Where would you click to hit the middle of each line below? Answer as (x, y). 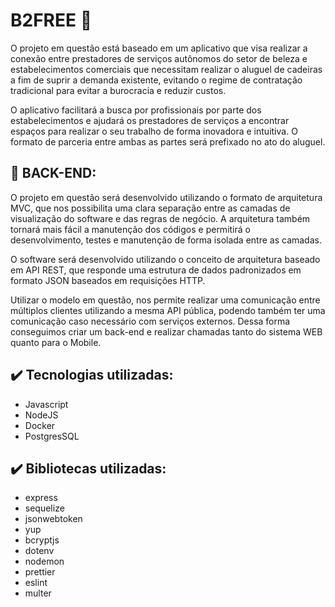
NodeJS (41, 415)
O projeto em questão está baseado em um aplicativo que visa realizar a (159, 48)
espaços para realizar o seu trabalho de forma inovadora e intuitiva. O (154, 131)
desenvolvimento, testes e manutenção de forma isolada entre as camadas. (166, 240)
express (41, 498)
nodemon (44, 561)
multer (38, 593)
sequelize (44, 508)
